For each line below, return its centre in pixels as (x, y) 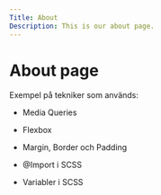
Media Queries (49, 112)
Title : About (34, 18)
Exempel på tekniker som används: (74, 95)
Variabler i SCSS (53, 182)
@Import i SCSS (52, 165)
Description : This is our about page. (82, 26)
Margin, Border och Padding (75, 147)
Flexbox (37, 130)
